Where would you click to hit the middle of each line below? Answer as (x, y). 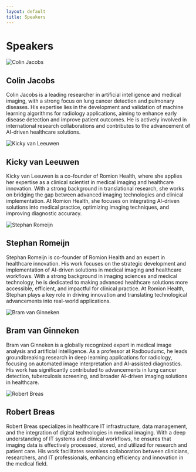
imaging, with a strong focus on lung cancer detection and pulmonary (90, 101)
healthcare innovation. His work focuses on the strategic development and (96, 263)
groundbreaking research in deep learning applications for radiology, (89, 357)
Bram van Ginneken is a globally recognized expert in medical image (89, 345)
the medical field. (27, 463)
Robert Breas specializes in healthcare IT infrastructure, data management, (97, 426)
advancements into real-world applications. (59, 301)
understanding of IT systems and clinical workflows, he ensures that (89, 439)
